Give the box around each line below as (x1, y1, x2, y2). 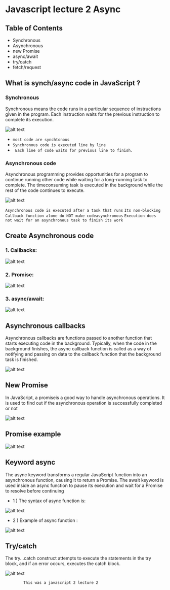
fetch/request (12, 64, 41, 70)
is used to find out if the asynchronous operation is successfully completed (5, 400, 162, 406)
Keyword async (5, 458, 56, 467)
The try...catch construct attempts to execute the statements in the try (5, 555, 152, 562)
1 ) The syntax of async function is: (12, 498, 86, 504)
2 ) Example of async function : (12, 517, 78, 523)
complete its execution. (5, 116, 54, 122)
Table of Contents (5, 24, 63, 32)
